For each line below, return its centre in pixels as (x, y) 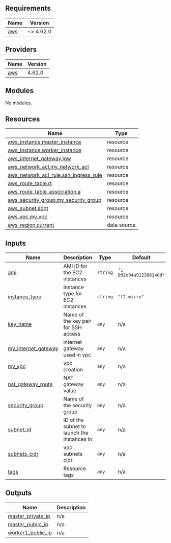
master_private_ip (29, 516)
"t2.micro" (131, 297)
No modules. (19, 103)
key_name (20, 324)
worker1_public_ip (30, 532)
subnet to (75, 427)
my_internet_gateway (33, 348)
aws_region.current (31, 225)
